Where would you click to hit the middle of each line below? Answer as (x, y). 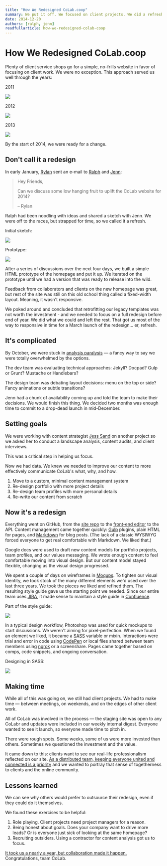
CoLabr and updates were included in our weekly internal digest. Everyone (82, 724)
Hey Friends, (30, 181)
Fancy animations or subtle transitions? (45, 388)
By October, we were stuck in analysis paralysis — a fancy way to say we (80, 352)
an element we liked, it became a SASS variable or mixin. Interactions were (82, 636)
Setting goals (26, 424)
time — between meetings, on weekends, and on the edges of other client (81, 704)
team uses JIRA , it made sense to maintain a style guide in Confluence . (78, 597)
